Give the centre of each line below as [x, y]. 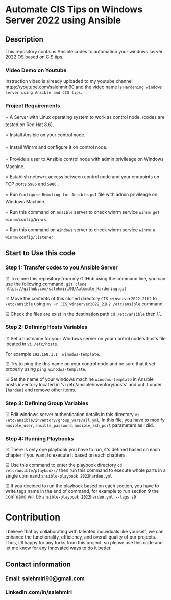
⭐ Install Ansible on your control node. [45, 135]
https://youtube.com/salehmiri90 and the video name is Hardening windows [84, 87]
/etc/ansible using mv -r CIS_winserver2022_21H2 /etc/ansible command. [85, 304]
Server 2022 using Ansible [63, 20]
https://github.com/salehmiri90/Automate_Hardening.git [66, 289]
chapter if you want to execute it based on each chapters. [66, 455]
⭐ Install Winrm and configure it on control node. [56, 147]
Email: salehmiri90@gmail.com [45, 578]
